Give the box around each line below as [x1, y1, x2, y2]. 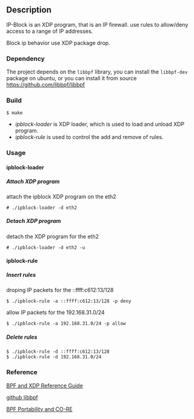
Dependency [6, 54, 45, 63]
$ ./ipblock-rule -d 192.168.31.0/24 [6, 354, 102, 360]
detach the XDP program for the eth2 [6, 233, 99, 240]
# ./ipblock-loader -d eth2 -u [6, 244, 85, 251]
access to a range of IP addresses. [6, 27, 93, 35]
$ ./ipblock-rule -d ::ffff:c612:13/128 [6, 349, 110, 355]
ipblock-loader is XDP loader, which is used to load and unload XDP [15, 121, 185, 128]
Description [6, 5, 52, 15]
